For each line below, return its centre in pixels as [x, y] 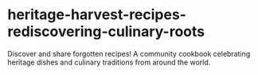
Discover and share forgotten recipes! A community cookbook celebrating [129, 53]
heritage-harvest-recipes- [97, 15]
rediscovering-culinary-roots [106, 32]
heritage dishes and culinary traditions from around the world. [109, 62]
